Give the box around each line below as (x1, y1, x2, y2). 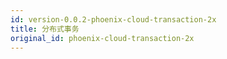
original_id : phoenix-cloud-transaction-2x (10, 33, 195, 43)
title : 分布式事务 (10, 24, 80, 34)
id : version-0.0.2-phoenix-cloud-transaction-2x (10, 14, 217, 25)
